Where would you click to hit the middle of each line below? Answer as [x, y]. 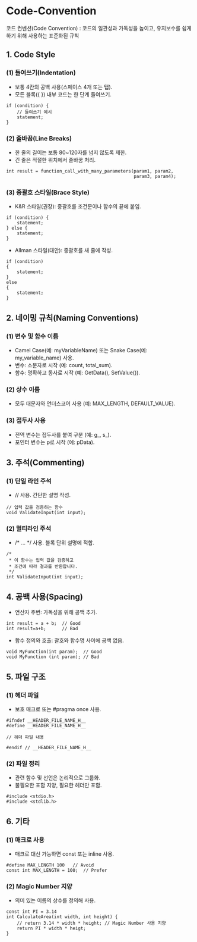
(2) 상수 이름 [23, 389]
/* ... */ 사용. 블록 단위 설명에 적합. [55, 543]
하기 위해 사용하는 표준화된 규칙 [43, 35]
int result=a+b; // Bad [42, 629]
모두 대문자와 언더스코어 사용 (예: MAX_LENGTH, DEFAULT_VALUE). [95, 403]
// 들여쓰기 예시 [34, 112]
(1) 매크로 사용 [25, 840]
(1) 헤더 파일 [23, 695]
